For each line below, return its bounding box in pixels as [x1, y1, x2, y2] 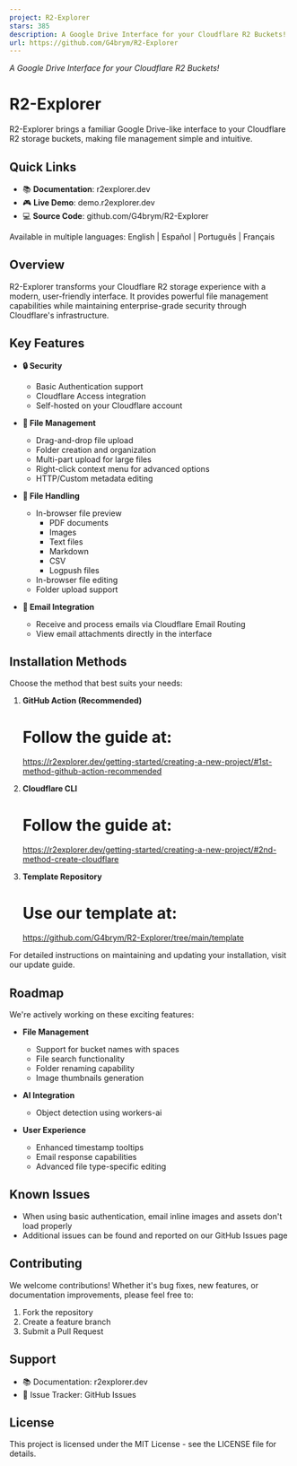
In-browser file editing [35, 574, 118, 585]
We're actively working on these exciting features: [9, 1009, 195, 1020]
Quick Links [9, 159, 77, 175]
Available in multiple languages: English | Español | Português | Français [9, 231, 275, 242]
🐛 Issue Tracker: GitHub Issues [22, 1389, 136, 1400]
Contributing [9, 1256, 83, 1271]
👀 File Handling [22, 490, 81, 501]
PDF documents [48, 517, 109, 528]
